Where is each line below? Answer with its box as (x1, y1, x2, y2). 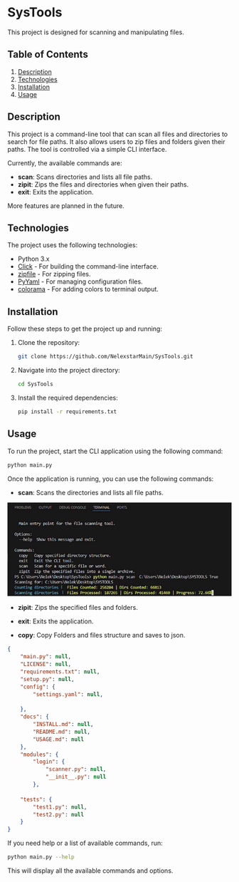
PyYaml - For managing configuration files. (17, 277, 144, 286)
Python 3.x (17, 254, 50, 264)
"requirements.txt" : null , (20, 668, 100, 675)
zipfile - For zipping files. (17, 270, 91, 279)
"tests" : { (20, 796, 53, 803)
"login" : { (33, 758, 65, 766)
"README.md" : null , (33, 728, 91, 735)
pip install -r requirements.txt (17, 408, 117, 415)
